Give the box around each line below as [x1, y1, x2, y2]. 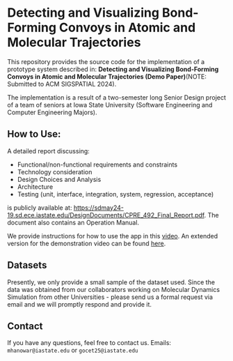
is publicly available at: [7, 203, 72, 212]
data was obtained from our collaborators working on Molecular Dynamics [7, 285, 220, 293]
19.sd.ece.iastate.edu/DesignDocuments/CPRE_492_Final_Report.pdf [7, 210, 204, 219]
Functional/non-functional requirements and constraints [17, 160, 178, 169]
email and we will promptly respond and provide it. [7, 300, 152, 308]
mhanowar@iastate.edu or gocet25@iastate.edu [7, 346, 138, 355]
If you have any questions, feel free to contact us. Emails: [7, 339, 172, 347]
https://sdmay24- [73, 203, 124, 212]
